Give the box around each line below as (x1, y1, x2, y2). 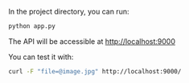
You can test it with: (8, 52, 74, 61)
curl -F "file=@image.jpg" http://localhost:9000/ (8, 67, 182, 75)
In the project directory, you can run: (8, 7, 129, 16)
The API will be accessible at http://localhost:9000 (8, 36, 175, 46)
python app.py (8, 22, 56, 30)
